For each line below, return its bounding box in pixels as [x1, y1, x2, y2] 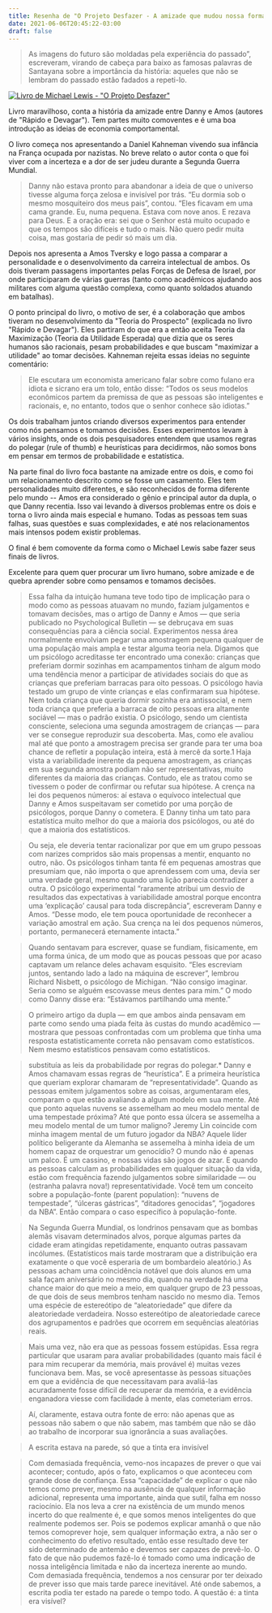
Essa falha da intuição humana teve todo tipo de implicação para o [28, 592, 251, 602]
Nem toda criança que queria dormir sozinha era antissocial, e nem [28, 695, 253, 705]
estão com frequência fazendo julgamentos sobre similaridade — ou [28, 1173, 257, 1183]
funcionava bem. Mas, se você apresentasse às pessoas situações [28, 1368, 252, 1377]
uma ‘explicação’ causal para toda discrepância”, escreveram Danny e [28, 901, 262, 910]
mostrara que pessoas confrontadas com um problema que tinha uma [28, 1027, 261, 1037]
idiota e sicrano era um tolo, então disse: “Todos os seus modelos [28, 383, 249, 394]
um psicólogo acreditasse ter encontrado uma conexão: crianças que [28, 652, 261, 662]
